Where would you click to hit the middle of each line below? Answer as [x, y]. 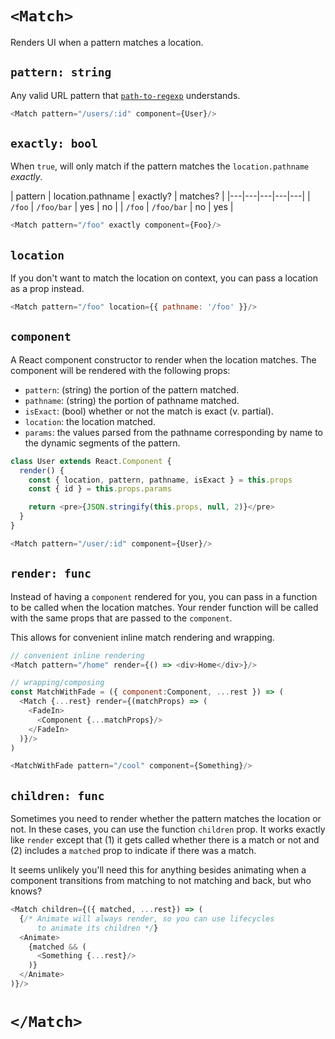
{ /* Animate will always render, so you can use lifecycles [147, 918]
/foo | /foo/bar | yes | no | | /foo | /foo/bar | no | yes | [122, 207]
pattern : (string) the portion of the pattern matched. [132, 389]
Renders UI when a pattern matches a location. [107, 42]
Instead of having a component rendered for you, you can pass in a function [164, 596]
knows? [26, 891]
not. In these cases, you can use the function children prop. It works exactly [168, 829]
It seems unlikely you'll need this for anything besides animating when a [158, 870]
